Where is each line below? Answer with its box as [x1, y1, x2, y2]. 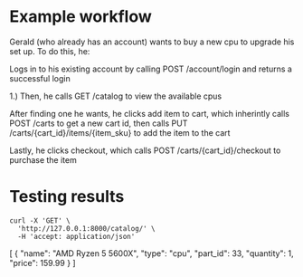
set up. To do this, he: [9, 45, 90, 56]
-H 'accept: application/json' [17, 232, 136, 241]
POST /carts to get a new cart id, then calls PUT [9, 118, 188, 129]
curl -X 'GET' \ [9, 215, 71, 225]
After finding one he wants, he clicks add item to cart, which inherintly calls [9, 108, 289, 119]
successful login [9, 72, 71, 83]
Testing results [9, 186, 125, 207]
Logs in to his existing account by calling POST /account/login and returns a [9, 63, 292, 74]
